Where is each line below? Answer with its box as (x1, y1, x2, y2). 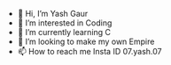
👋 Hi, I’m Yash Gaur (17, 9, 89, 18)
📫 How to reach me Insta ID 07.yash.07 (17, 47, 162, 56)
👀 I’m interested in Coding (17, 18, 113, 28)
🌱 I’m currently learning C (17, 27, 112, 37)
